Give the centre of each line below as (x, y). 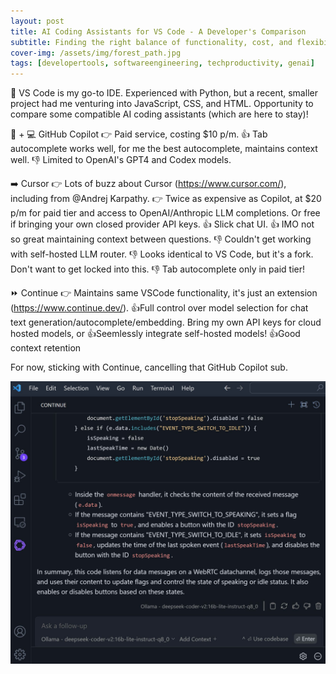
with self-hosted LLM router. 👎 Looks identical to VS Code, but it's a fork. (162, 254)
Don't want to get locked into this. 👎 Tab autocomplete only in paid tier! (157, 269)
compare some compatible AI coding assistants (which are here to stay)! (159, 114)
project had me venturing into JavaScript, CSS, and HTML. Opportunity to (162, 104)
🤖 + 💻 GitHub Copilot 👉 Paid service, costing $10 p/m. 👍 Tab (139, 134)
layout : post (37, 21)
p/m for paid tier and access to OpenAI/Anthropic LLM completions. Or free (165, 213)
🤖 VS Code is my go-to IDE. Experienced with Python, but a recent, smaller (164, 93)
